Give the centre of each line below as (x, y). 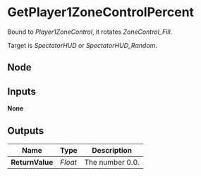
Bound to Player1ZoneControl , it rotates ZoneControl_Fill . (90, 32)
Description (112, 150)
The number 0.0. (112, 162)
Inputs (22, 91)
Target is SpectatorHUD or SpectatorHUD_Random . (82, 45)
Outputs (26, 131)
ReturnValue (32, 162)
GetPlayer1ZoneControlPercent (101, 12)
